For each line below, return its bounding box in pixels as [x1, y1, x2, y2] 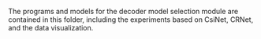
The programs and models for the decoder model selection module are [8, 7, 239, 16]
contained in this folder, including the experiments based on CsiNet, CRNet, [8, 15, 254, 24]
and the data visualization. [8, 23, 94, 32]
